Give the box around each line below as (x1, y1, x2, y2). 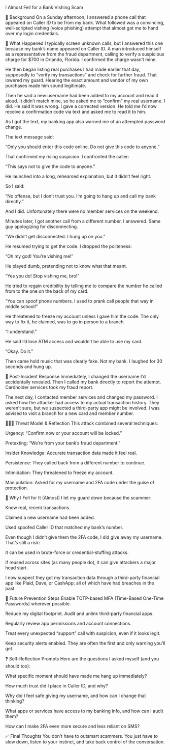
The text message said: (5, 134, 54, 140)
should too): (5, 663, 30, 669)
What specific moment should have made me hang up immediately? (5, 673, 147, 679)
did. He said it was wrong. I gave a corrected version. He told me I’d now (5, 103, 157, 109)
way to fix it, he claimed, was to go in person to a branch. (5, 319, 125, 325)
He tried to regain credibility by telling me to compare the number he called (5, 283, 162, 289)
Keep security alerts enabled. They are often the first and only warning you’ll (5, 640, 165, 646)
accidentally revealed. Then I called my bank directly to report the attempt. (5, 379, 161, 385)
